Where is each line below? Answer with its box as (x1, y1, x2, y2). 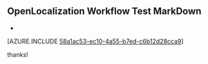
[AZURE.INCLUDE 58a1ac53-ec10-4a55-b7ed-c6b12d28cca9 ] (7, 37, 185, 45)
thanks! (7, 50, 29, 58)
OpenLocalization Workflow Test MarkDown (7, 6, 202, 17)
